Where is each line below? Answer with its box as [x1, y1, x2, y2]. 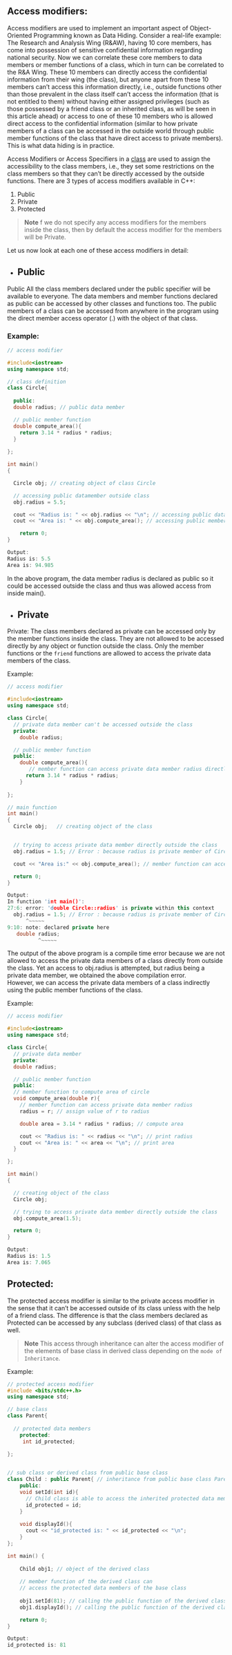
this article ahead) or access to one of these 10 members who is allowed [7, 112, 213, 120]
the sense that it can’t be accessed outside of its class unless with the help [7, 1303, 220, 1312]
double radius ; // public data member [13, 404, 126, 411]
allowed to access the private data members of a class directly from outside [7, 957, 223, 965]
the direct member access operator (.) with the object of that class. [7, 314, 198, 322]
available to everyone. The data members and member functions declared [7, 291, 218, 300]
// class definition [7, 378, 67, 385]
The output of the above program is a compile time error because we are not [7, 949, 225, 957]
